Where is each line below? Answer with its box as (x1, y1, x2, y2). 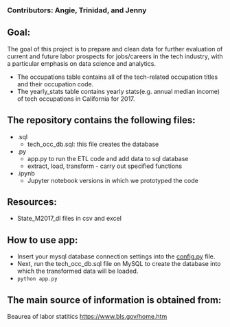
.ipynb (16, 169, 36, 177)
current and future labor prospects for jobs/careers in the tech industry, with (7, 52, 223, 60)
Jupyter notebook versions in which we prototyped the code (27, 176, 199, 184)
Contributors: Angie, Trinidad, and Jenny (7, 5, 147, 15)
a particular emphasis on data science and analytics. (7, 59, 157, 67)
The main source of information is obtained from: (7, 294, 222, 306)
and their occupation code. (16, 80, 94, 88)
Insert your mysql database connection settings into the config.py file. (16, 252, 216, 261)
